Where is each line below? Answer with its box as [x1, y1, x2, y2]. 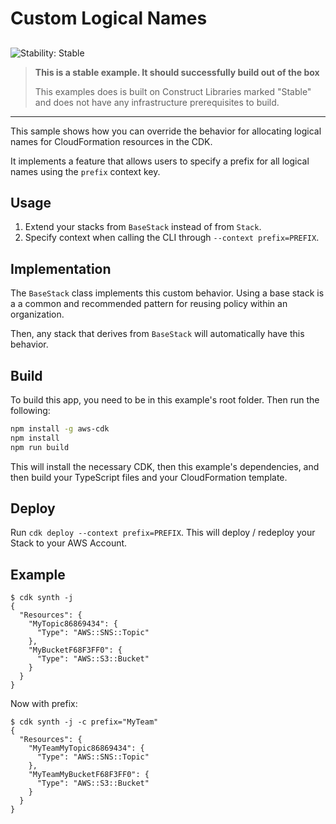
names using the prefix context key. [10, 165, 161, 177]
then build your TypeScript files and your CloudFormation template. [10, 471, 288, 483]
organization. [10, 308, 65, 321]
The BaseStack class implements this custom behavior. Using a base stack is [10, 287, 325, 299]
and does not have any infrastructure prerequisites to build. [34, 96, 280, 108]
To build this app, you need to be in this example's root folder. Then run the [10, 394, 320, 406]
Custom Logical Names [10, 7, 208, 30]
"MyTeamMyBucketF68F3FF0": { [28, 770, 150, 780]
